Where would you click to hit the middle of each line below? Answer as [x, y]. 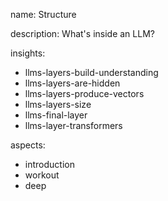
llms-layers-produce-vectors [84, 93]
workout [42, 175]
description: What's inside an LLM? [82, 33]
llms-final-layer [56, 115]
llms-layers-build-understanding [91, 72]
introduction [49, 164]
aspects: [28, 145]
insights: [28, 53]
